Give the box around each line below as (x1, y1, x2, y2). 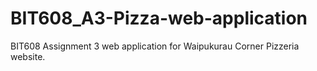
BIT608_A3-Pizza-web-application (10, 7, 308, 30)
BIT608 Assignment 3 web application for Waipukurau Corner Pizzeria (10, 40, 300, 52)
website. (10, 50, 46, 62)
